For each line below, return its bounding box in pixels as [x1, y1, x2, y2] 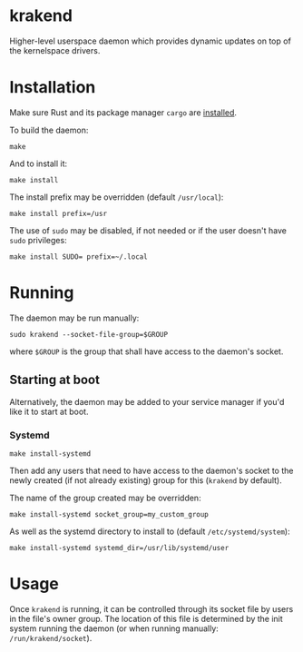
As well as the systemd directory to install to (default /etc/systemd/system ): [9, 526, 290, 537]
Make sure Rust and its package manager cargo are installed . [9, 106, 238, 118]
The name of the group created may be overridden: [9, 492, 201, 503]
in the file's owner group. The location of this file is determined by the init [9, 613, 283, 624]
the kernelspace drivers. [9, 44, 101, 55]
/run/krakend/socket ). [9, 632, 93, 643]
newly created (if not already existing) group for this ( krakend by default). [9, 474, 283, 486]
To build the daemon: [9, 124, 89, 135]
